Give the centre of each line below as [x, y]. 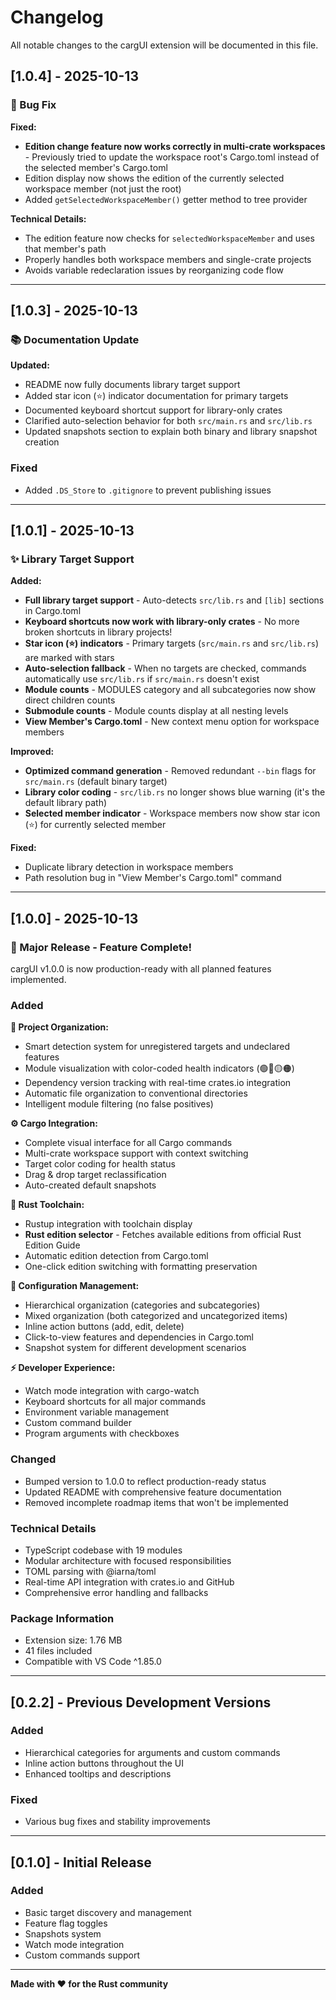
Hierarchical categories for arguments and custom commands [152, 1752]
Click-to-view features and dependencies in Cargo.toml [139, 1337]
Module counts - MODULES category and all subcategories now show [170, 690]
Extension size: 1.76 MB [73, 1640]
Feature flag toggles [66, 1923]
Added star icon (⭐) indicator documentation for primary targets [156, 396]
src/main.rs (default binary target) [96, 782]
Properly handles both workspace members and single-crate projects [168, 259]
